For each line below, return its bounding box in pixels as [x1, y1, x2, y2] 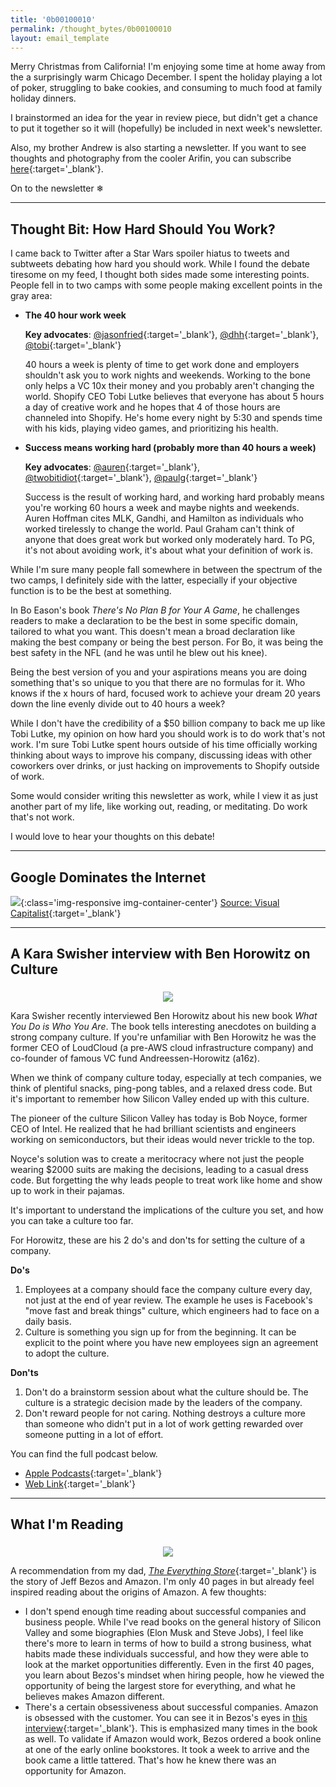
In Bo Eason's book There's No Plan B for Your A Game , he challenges [10, 604, 300, 616]
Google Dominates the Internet [10, 869, 207, 886]
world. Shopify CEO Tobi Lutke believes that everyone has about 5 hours [24, 391, 325, 403]
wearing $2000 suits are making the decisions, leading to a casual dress [10, 1163, 309, 1175]
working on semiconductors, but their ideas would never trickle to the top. [10, 1133, 315, 1145]
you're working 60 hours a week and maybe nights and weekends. [24, 502, 300, 514]
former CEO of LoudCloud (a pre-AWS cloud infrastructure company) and [10, 1041, 314, 1053]
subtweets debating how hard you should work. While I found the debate [10, 258, 310, 270]
